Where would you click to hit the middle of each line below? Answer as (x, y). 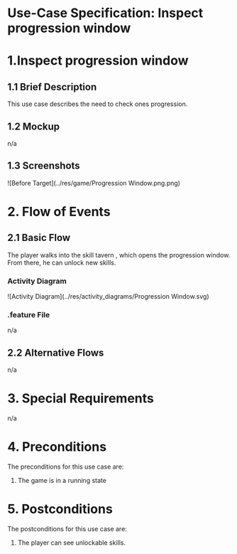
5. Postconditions (60, 509)
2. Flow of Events (59, 212)
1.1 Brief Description (52, 87)
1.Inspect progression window (98, 61)
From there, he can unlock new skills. (62, 262)
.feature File (29, 315)
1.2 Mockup (34, 126)
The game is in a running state (62, 481)
